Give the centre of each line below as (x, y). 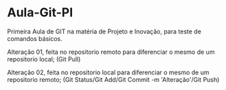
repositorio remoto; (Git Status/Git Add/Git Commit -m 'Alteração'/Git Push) (113, 79)
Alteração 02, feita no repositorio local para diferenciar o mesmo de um (108, 72)
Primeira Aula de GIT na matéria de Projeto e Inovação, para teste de (104, 31)
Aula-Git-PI (40, 13)
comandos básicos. (35, 38)
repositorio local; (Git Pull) (44, 59)
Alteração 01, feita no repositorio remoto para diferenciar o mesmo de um (111, 52)
